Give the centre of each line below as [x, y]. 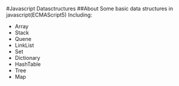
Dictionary [27, 58]
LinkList [24, 45]
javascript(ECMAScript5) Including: [49, 15]
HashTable [28, 64]
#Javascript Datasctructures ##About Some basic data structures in [90, 9]
